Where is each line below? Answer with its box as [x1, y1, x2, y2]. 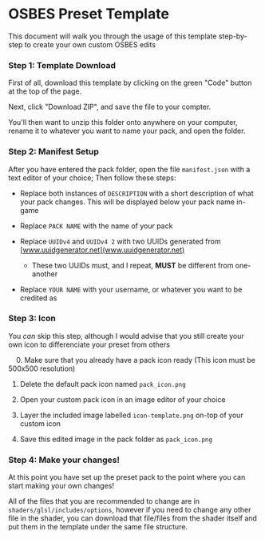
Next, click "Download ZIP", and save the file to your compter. [8, 102, 212, 112]
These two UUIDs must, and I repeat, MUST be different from [31, 260, 234, 270]
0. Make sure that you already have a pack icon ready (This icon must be [15, 355, 255, 364]
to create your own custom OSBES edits [24, 39, 156, 49]
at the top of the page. [8, 86, 82, 96]
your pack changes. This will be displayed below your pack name [19, 197, 235, 207]
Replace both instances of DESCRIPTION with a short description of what [19, 188, 254, 198]
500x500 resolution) [8, 364, 76, 373]
